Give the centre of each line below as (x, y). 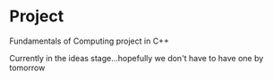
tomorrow (27, 68)
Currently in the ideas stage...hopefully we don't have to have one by (136, 58)
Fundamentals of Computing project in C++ (90, 41)
